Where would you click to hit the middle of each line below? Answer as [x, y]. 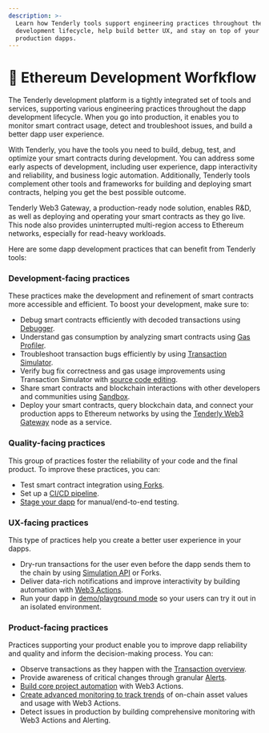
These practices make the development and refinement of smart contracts [131, 296]
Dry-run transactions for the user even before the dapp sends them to [135, 564]
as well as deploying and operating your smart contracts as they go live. [127, 217]
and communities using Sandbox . [75, 397]
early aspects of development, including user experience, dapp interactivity [133, 167]
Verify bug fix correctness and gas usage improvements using [122, 371]
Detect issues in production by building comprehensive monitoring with [137, 712]
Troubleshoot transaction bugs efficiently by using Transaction [123, 354]
